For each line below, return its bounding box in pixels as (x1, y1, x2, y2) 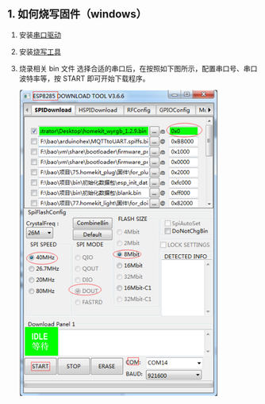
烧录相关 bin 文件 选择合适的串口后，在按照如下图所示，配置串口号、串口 (18, 63, 258, 73)
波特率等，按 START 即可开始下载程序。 (18, 74, 150, 83)
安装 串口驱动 (18, 30, 61, 40)
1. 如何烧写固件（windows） (7, 7, 148, 21)
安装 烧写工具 (18, 47, 61, 56)
